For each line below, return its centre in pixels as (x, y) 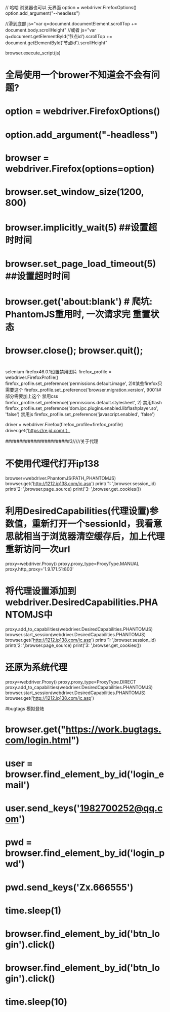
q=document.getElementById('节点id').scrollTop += (59, 36)
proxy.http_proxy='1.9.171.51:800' (40, 569)
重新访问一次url (38, 549)
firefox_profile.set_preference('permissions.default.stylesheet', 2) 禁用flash (84, 402)
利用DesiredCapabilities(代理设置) (78, 511)
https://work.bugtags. (114, 729)
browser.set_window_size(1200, (75, 192)
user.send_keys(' (42, 808)
